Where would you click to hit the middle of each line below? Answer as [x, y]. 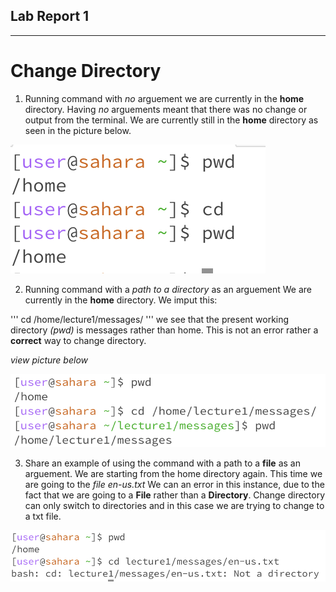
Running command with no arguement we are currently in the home [164, 98]
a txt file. [43, 516]
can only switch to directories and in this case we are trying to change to [174, 506]
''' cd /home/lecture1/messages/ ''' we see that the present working [150, 319]
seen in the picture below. [78, 130]
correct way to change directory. [78, 340]
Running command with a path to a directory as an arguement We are [168, 289]
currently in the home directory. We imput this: [121, 300]
